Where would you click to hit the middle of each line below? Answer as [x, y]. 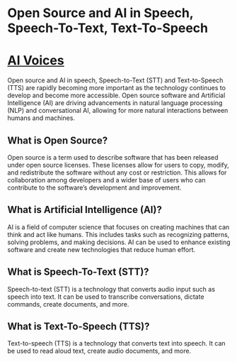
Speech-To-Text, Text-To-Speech [108, 28]
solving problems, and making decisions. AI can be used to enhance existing [119, 242]
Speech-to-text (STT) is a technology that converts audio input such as [111, 289]
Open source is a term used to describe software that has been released [113, 157]
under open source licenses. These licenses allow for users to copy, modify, [118, 165]
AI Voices [36, 61]
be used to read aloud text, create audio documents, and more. [99, 351]
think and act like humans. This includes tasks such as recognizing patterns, [118, 234]
